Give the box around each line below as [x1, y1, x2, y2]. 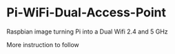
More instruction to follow [6, 40, 80, 49]
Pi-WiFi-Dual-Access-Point [6, 5, 167, 21]
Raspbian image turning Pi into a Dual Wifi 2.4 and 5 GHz [6, 27, 168, 36]
